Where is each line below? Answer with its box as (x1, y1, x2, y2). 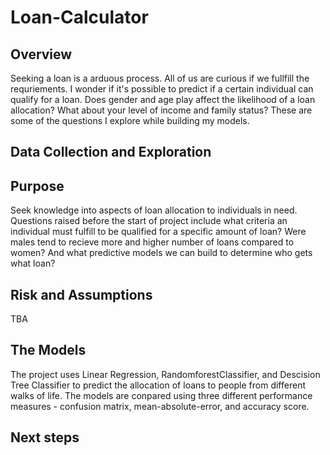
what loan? (10, 257, 56, 270)
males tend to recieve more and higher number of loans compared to (10, 236, 295, 248)
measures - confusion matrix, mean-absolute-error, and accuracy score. (10, 400, 310, 412)
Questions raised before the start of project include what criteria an (10, 215, 288, 227)
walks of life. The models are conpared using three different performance (10, 389, 313, 401)
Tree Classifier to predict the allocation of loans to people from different (10, 379, 306, 391)
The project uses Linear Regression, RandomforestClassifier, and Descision (10, 368, 321, 380)
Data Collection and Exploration (10, 144, 212, 161)
